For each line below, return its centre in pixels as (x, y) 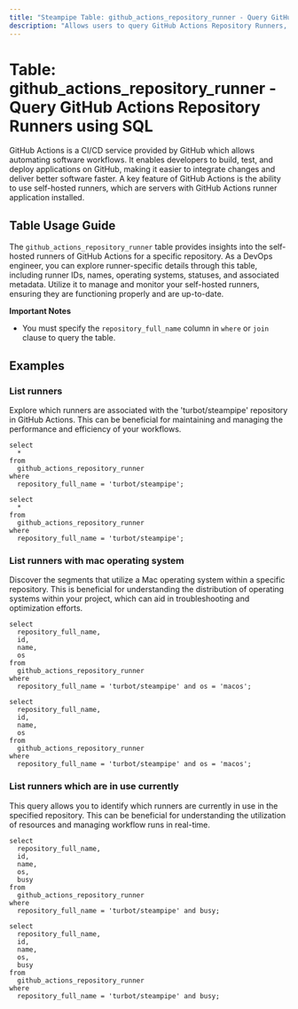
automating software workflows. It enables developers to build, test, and (141, 160)
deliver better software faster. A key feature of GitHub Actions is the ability (145, 179)
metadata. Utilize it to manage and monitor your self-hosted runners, (134, 285)
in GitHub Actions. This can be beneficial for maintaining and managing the (146, 419)
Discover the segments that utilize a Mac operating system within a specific (147, 580)
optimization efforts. (46, 608)
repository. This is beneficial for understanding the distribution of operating (147, 590)
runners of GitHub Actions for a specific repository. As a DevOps (155, 256)
